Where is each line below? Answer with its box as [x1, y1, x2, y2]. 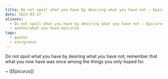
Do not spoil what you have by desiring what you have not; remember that [5, 53, 157, 59]
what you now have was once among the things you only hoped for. [5, 58, 145, 65]
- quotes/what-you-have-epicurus [9, 26, 79, 31]
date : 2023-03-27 [5, 12, 41, 17]
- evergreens [9, 40, 37, 45]
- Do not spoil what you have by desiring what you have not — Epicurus [9, 21, 164, 26]
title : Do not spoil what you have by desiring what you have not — [5, 7, 151, 12]
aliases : [5, 16, 23, 21]
